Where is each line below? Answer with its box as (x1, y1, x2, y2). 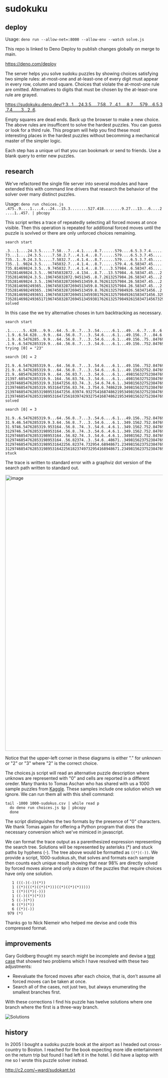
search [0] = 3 (5, 407, 37, 412)
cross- (147, 1041, 161, 1047)
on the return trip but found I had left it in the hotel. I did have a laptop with (5, 1052, 158, 1058)
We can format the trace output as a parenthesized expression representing (5, 838, 161, 844)
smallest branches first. (12, 989, 61, 995)
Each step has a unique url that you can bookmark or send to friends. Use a (5, 148, 161, 153)
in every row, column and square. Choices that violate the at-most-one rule (5, 81, 160, 87)
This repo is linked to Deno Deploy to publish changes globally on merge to (5, 46, 160, 52)
